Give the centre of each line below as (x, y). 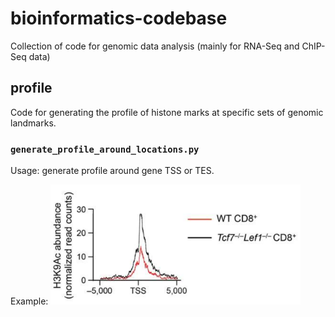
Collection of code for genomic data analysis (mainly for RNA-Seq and (155, 46)
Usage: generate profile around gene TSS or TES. (112, 171)
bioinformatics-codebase (119, 18)
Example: (29, 301)
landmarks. (33, 123)
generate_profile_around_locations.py (105, 149)
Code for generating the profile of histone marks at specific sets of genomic (167, 112)
